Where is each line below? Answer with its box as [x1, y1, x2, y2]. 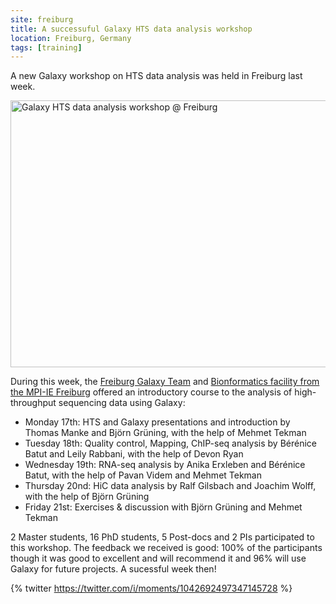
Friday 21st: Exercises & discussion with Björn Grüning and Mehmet [24, 501, 303, 513]
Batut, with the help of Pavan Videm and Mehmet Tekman [24, 469, 262, 481]
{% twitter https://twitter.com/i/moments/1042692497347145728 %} [10, 582, 293, 595]
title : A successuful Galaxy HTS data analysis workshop [10, 24, 253, 34]
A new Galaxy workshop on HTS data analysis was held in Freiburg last [10, 70, 303, 82]
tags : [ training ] [10, 42, 83, 53]
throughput [10, 397, 57, 409]
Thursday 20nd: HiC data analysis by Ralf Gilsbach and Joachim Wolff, [24, 480, 317, 492]
